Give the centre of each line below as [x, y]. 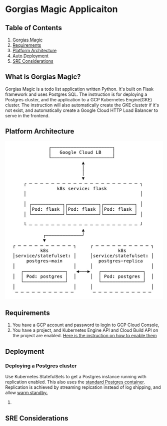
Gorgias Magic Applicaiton [62, 9]
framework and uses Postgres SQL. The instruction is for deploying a [76, 94]
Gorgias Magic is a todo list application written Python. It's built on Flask [79, 89]
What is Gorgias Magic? [43, 77]
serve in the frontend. [27, 115]
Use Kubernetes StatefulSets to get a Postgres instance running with [76, 377]
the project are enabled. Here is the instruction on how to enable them [84, 336]
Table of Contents [34, 28]
